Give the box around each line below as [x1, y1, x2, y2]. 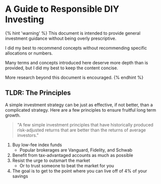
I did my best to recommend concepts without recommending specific [5, 45, 147, 51]
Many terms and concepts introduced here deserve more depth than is [5, 60, 148, 65]
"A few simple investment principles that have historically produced [17, 122, 154, 127]
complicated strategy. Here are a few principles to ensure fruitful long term [5, 107, 156, 113]
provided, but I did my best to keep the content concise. [5, 65, 118, 71]
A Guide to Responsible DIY [5, 3, 119, 15]
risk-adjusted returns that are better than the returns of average [17, 127, 146, 133]
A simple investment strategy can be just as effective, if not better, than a [5, 102, 153, 108]
